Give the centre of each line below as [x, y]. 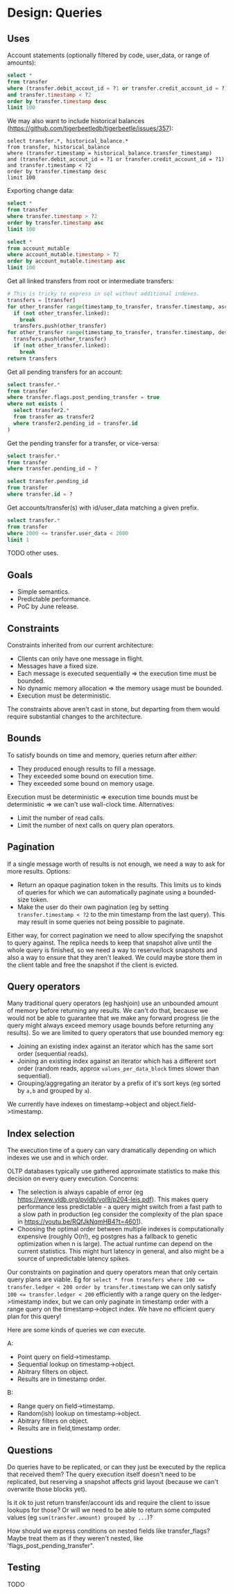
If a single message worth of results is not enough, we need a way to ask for [116, 864]
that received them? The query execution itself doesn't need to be [102, 1474]
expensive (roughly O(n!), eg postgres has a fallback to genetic [107, 1236]
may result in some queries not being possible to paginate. [101, 922]
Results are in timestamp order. [62, 1379]
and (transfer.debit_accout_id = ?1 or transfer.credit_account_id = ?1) [116, 159]
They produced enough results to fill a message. [86, 768]
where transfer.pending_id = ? [52, 469]
